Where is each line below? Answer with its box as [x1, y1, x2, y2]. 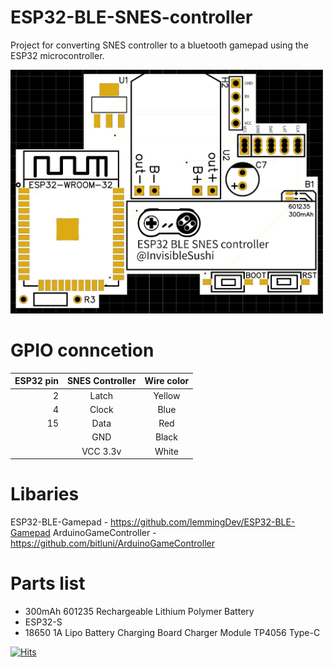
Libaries [10, 483, 80, 506]
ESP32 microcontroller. [10, 49, 105, 61]
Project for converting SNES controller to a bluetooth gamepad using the [10, 39, 309, 51]
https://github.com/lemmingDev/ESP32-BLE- [110, 516, 296, 528]
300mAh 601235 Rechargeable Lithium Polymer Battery [24, 606, 255, 618]
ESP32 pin [14, 375, 59, 387]
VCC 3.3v [81, 445, 122, 457]
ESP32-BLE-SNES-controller [10, 6, 253, 29]
